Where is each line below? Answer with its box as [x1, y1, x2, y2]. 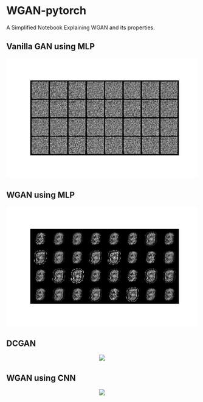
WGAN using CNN [6, 373, 76, 383]
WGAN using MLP [6, 190, 75, 200]
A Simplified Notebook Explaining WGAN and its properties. [6, 24, 155, 31]
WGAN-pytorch [6, 4, 87, 18]
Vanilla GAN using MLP [6, 41, 95, 52]
